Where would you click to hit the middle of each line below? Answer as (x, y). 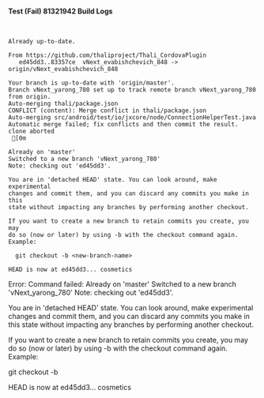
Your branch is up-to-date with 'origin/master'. (92, 83)
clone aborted (32, 131)
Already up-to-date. (42, 42)
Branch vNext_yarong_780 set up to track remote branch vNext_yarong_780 (132, 90)
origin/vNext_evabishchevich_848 (63, 69)
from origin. (30, 97)
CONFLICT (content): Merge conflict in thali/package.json (107, 111)
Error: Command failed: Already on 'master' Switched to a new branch (123, 284)
